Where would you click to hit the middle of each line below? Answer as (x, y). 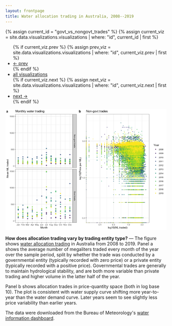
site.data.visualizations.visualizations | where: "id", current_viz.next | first (90, 85)
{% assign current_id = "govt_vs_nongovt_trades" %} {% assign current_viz (85, 31)
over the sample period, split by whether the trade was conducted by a (80, 255)
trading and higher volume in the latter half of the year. (63, 276)
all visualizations (30, 74)
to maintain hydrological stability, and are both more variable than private (82, 271)
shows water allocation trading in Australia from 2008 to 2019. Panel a (79, 243)
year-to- (150, 292)
